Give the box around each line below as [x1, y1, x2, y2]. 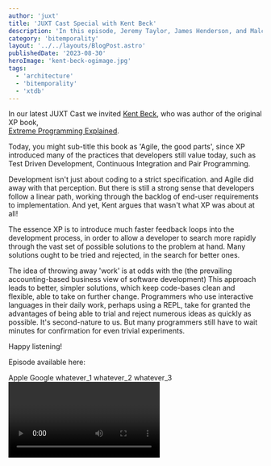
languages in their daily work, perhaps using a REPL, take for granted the [8, 300, 252, 310]
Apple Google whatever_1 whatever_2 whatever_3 [8, 373, 173, 383]
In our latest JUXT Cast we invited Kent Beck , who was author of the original [8, 109, 262, 119]
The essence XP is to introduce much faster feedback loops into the [8, 225, 235, 234]
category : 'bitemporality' [8, 34, 99, 43]
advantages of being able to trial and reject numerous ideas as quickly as [8, 309, 252, 319]
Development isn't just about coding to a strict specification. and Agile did [8, 174, 254, 184]
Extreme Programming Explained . [8, 126, 119, 136]
